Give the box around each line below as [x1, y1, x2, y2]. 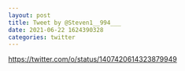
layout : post [8, 11, 51, 20]
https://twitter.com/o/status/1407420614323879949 [8, 55, 177, 64]
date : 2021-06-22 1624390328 [8, 26, 104, 34]
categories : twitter [8, 33, 76, 41]
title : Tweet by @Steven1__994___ [8, 19, 122, 27]
